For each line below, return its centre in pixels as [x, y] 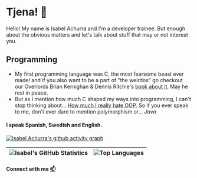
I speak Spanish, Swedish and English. [54, 125]
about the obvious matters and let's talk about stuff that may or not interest [97, 34]
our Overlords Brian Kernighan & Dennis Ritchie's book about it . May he [101, 86]
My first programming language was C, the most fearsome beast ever [99, 74]
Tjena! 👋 [27, 12]
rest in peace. [31, 93]
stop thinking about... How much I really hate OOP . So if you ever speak [101, 105]
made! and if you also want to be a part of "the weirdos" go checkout [98, 80]
